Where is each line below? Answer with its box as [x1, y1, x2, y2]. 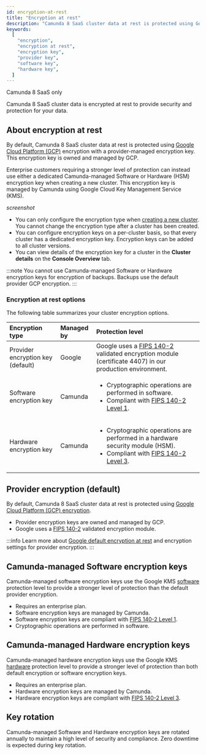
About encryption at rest [6, 125, 102, 135]
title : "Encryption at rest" [6, 15, 81, 21]
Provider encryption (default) [6, 484, 121, 494]
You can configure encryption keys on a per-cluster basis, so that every [15, 229, 197, 236]
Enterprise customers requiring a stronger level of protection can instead [6, 166, 191, 174]
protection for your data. [6, 107, 69, 114]
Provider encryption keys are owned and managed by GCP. [15, 519, 166, 526]
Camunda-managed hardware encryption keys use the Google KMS [6, 656, 178, 664]
